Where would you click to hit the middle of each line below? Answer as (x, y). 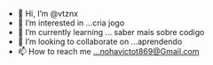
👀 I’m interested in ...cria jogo (71, 23)
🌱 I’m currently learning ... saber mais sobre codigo (111, 32)
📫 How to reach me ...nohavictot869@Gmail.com (108, 51)
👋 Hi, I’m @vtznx (47, 14)
